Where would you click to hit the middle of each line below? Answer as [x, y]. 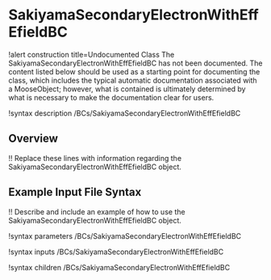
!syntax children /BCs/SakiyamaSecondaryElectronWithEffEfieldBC [119, 267]
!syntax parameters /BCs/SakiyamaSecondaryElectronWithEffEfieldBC [125, 235]
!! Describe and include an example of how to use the [97, 211]
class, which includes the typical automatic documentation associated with [133, 80]
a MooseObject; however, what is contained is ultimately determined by [127, 89]
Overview [33, 139]
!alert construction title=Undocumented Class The [92, 54]
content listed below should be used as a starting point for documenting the [134, 71]
